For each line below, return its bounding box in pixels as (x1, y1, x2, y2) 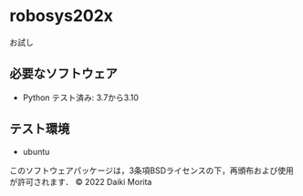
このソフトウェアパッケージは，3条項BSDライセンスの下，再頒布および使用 (9, 165, 295, 176)
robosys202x (9, 5, 114, 26)
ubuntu (22, 146, 50, 157)
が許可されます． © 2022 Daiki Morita (9, 176, 152, 187)
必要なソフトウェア (9, 66, 118, 82)
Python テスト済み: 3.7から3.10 (22, 92, 140, 103)
